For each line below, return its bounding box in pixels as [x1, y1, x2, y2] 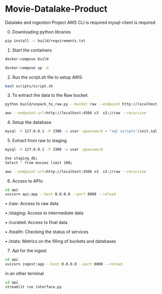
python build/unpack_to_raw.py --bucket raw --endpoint [5, 102, 120, 107]
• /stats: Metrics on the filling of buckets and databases [5, 239, 116, 244]
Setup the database [12, 119, 52, 125]
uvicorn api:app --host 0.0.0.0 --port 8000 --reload [5, 192, 116, 197]
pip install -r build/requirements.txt [5, 38, 86, 43]
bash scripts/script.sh [5, 84, 53, 89]
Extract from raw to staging [12, 138, 67, 144]
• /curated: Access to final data [5, 220, 68, 225]
